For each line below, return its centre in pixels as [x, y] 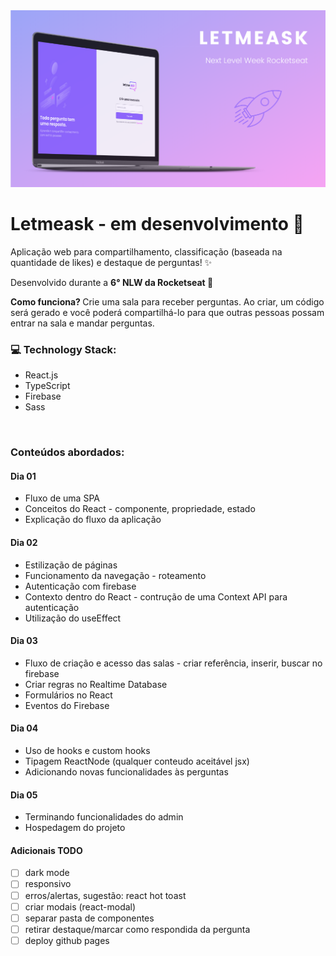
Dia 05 [24, 795]
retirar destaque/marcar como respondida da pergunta [137, 929]
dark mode [47, 873]
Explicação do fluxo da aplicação [93, 520]
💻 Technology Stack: [63, 349]
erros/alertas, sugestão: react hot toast [105, 895]
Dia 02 [24, 542]
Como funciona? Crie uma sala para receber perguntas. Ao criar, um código [167, 301]
